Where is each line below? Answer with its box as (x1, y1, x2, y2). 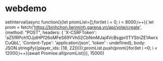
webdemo (5, 3, 47, 14)
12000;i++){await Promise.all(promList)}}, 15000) (5, 50, 105, 56)
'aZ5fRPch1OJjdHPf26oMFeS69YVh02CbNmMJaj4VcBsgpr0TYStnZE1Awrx (5, 35, 158, 41)
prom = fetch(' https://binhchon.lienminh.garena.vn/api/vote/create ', (5, 24, 142, 30)
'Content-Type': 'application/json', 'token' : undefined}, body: (22, 40, 146, 45)
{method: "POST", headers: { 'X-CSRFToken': (5, 29, 97, 35)
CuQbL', (5, 40, 21, 45)
